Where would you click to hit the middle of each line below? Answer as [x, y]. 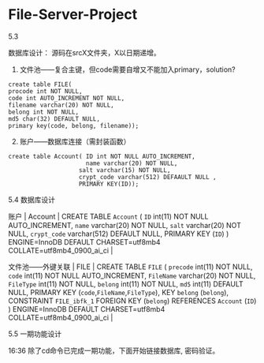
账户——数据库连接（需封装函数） [75, 141]
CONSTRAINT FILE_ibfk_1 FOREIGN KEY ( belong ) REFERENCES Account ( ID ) [132, 301]
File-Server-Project [73, 15]
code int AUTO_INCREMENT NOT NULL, [67, 98]
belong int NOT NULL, [44, 112]
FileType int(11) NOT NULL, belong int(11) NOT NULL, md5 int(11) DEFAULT [126, 284]
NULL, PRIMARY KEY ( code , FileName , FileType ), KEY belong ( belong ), [119, 292]
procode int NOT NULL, [45, 91]
